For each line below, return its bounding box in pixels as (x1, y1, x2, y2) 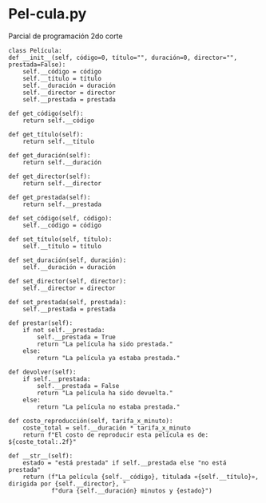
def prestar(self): (8, 319, 73, 327)
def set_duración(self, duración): (8, 256, 127, 264)
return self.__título (22, 137, 94, 145)
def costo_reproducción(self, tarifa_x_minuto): (8, 417, 173, 425)
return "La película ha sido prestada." (37, 340, 173, 348)
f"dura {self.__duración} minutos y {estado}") (50, 486, 213, 495)
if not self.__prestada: (22, 326, 105, 334)
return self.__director (22, 179, 102, 188)
